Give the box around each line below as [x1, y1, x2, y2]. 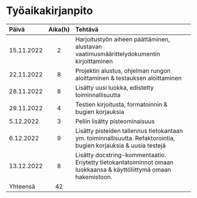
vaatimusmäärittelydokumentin [75, 50, 161, 58]
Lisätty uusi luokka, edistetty [75, 83, 154, 91]
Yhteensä [9, 182, 35, 190]
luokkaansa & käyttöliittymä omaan [75, 165, 171, 173]
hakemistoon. [75, 173, 113, 181]
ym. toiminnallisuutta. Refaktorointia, [75, 134, 175, 142]
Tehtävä [75, 25, 98, 33]
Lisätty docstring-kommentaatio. [75, 151, 167, 159]
